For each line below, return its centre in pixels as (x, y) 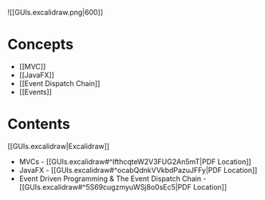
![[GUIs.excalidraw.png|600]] (55, 12)
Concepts (40, 45)
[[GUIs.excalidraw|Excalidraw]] (58, 146)
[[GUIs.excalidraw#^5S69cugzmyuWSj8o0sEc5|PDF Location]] (123, 186)
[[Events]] (36, 92)
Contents (39, 124)
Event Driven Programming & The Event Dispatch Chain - (113, 178)
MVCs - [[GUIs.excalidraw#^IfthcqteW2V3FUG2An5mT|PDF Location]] (135, 161)
